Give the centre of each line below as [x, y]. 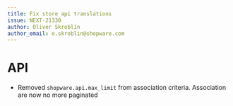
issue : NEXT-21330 [34, 20]
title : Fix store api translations [60, 14]
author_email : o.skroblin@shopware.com [66, 33]
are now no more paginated [58, 95]
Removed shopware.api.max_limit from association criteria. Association [122, 88]
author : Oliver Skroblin [44, 27]
